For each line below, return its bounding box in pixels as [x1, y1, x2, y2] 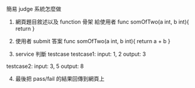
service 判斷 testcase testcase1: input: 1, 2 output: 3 [15, 50, 146, 58]
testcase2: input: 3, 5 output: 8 [6, 63, 84, 70]
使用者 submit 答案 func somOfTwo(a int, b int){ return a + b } [15, 38, 170, 44]
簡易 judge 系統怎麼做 [6, 5, 61, 12]
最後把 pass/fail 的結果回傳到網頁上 [15, 75, 105, 82]
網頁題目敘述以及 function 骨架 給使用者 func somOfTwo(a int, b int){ [15, 18, 189, 25]
